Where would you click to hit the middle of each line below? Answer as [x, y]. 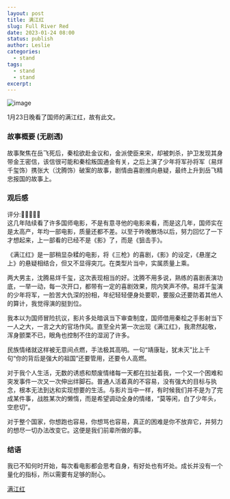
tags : [15, 64]
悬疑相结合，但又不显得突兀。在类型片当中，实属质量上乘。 [109, 263]
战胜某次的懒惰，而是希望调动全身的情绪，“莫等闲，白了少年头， [128, 398]
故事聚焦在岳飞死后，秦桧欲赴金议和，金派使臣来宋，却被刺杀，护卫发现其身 [115, 153]
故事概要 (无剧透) [35, 136]
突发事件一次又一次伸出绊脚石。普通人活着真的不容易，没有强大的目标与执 [112, 381]
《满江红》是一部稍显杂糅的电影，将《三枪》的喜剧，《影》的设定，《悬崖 [109, 254]
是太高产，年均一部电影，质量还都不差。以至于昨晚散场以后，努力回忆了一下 [115, 231]
